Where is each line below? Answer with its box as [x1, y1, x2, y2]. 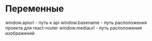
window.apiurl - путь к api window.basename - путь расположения [5, 19, 147, 25]
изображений [5, 30, 35, 36]
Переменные [5, 3, 64, 14]
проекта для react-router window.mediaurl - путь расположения [5, 24, 142, 30]
